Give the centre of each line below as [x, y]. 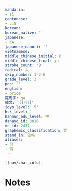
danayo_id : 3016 [22, 121]
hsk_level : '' [20, 112]
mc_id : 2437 [17, 126]
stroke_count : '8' [24, 65]
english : [14, 89]
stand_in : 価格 [20, 135]
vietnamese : [17, 51]
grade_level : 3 [21, 79]
